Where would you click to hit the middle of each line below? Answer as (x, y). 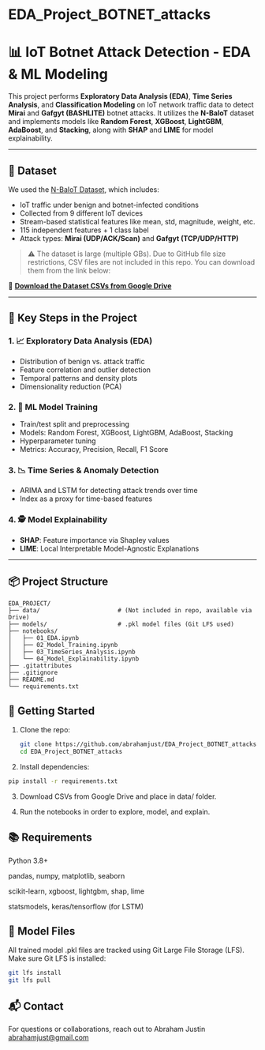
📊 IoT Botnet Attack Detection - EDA (129, 52)
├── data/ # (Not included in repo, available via (130, 611)
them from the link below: (69, 270)
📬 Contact (36, 1006)
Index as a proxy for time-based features (86, 499)
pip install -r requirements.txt (63, 781)
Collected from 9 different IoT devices (81, 213)
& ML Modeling (58, 75)
